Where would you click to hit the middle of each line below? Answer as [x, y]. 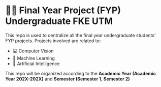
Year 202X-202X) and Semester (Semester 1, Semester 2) [68, 79]
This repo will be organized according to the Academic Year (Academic [81, 73]
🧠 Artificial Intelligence [36, 64]
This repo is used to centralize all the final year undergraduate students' [80, 35]
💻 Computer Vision [33, 51]
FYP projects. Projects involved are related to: [53, 41]
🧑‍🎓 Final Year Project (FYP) [63, 10]
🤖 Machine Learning [34, 58]
